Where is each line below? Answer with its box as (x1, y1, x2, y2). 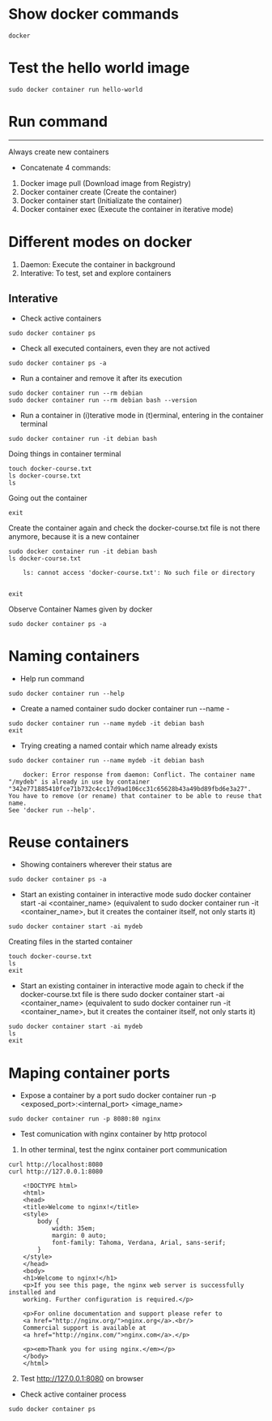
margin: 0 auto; (51, 1232, 107, 1240)
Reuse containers (8, 833, 130, 851)
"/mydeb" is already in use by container (8, 777, 151, 786)
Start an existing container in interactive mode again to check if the (19, 981, 244, 991)
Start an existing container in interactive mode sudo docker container (19, 890, 252, 900)
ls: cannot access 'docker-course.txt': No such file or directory (23, 568, 255, 577)
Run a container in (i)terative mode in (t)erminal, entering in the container (19, 410, 264, 420)
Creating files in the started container (8, 937, 133, 947)
